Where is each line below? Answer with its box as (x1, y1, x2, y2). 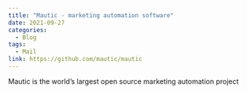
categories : (8, 26, 47, 34)
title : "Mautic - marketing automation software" (8, 11, 175, 20)
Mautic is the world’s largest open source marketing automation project (8, 76, 239, 86)
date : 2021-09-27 (8, 19, 65, 27)
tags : (8, 41, 26, 49)
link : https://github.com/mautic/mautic (8, 56, 143, 63)
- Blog (15, 33, 37, 42)
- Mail (15, 48, 37, 56)
